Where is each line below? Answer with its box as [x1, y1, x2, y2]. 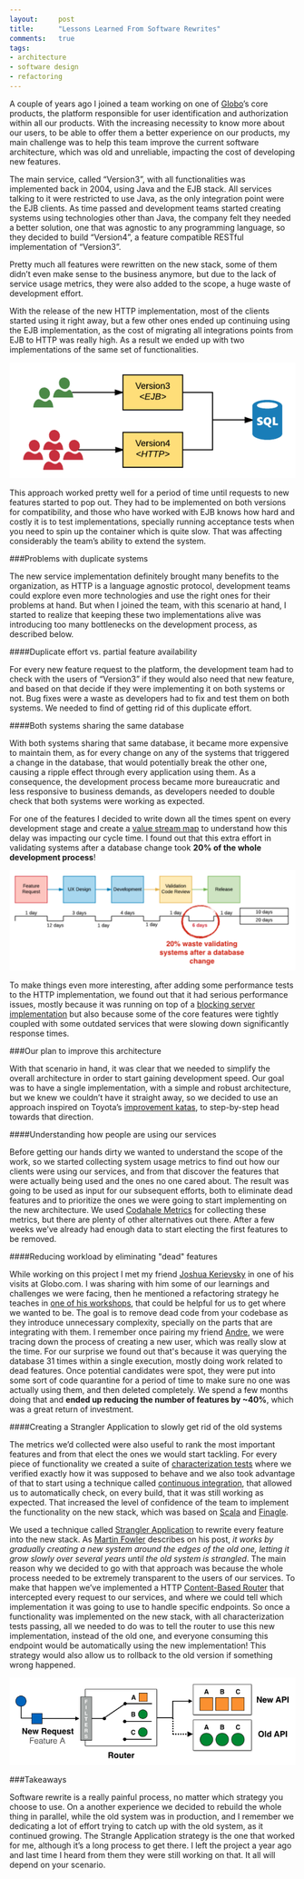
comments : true [9, 34, 75, 43]
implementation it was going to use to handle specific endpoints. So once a [9, 1602, 290, 1613]
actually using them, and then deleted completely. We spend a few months [9, 1385, 289, 1396]
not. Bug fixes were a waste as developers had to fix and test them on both [9, 692, 290, 703]
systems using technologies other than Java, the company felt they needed [9, 212, 291, 223]
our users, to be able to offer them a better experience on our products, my [9, 127, 290, 138]
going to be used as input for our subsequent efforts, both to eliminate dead [9, 1186, 293, 1197]
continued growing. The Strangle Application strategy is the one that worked [9, 1831, 295, 1842]
